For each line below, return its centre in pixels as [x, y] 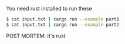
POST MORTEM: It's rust [36, 36]
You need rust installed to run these [49, 9]
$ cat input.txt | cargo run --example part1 [62, 19]
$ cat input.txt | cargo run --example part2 [62, 25]
